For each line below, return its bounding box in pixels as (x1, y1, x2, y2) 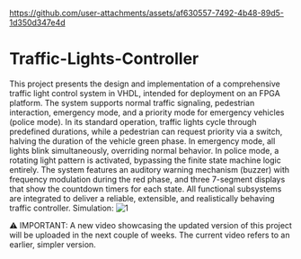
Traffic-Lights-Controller (9, 49, 199, 69)
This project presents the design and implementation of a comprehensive (9, 78, 280, 89)
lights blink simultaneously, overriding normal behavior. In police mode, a (9, 145, 279, 156)
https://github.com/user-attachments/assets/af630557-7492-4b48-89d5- (9, 8, 285, 18)
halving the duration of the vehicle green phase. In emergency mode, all (9, 135, 276, 147)
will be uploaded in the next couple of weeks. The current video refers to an (9, 229, 290, 240)
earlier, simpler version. (9, 238, 96, 250)
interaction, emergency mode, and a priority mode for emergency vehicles (9, 107, 285, 118)
